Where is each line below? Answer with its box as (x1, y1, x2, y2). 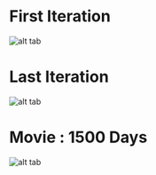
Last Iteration (9, 67, 109, 87)
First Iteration (9, 6, 111, 27)
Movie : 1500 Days (9, 127, 148, 147)
